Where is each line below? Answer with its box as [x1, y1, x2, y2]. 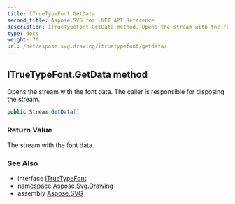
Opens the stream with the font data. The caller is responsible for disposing [7, 87, 225, 95]
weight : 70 [7, 36, 39, 43]
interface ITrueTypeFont [17, 175, 87, 183]
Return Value [7, 125, 52, 135]
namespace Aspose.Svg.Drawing [17, 182, 114, 190]
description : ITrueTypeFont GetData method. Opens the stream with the [7, 23, 220, 30]
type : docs [7, 29, 39, 37]
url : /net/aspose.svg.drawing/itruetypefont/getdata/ [7, 43, 168, 50]
